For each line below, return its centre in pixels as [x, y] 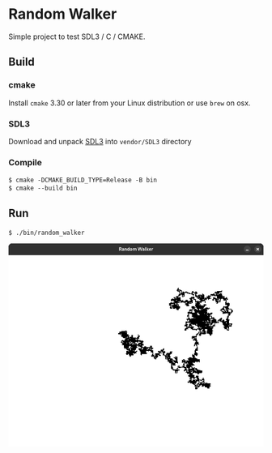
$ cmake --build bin [43, 188]
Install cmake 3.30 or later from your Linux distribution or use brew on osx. [130, 103]
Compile [25, 162]
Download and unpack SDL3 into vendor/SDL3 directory [100, 141]
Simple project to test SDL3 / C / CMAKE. [77, 36]
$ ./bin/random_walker [47, 233]
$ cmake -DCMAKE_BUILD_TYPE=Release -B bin [83, 180]
